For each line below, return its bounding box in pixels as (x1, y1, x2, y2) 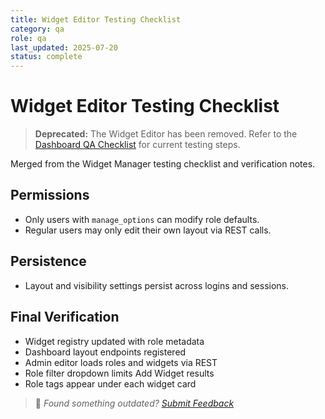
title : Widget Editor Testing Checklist (10, 14, 182, 25)
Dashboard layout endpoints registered (24, 346, 187, 358)
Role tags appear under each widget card (24, 377, 197, 390)
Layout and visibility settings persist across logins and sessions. (24, 279, 290, 291)
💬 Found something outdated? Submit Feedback (34, 397, 235, 409)
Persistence (10, 253, 87, 270)
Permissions (10, 187, 90, 204)
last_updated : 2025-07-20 (10, 42, 118, 53)
